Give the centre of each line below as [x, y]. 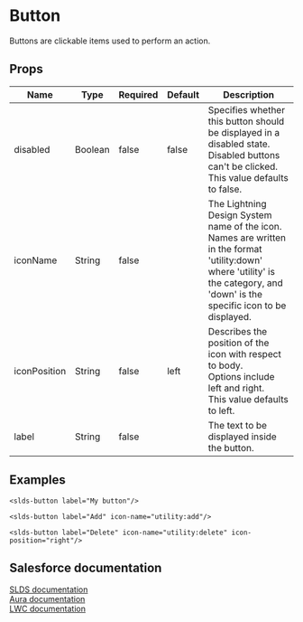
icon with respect [244, 353]
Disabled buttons [244, 155]
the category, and [246, 283]
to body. [225, 365]
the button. [231, 448]
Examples [37, 480]
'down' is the [235, 294]
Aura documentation [47, 599]
